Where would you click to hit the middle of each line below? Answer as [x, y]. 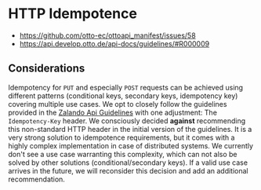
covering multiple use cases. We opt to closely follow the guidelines [118, 104]
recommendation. [36, 179]
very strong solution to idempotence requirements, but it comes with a [121, 137]
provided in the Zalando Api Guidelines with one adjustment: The [113, 112]
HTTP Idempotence [72, 14]
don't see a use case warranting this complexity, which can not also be [123, 154]
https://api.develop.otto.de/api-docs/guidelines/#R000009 [114, 43]
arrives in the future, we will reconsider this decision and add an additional [128, 170]
